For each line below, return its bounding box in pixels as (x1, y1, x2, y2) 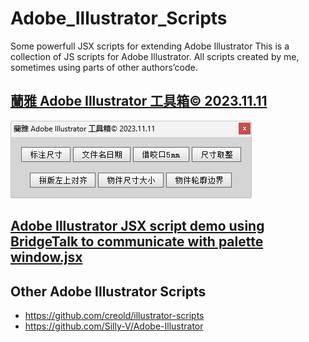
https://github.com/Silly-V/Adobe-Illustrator (24, 320, 204, 332)
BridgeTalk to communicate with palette (10, 233, 264, 251)
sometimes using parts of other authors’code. (10, 61, 198, 73)
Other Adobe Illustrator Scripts (10, 283, 207, 300)
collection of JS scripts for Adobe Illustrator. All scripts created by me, (10, 50, 300, 62)
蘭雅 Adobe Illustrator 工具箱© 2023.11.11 (10, 93, 268, 110)
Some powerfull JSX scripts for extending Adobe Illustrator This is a (10, 40, 290, 52)
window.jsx (10, 249, 83, 266)
